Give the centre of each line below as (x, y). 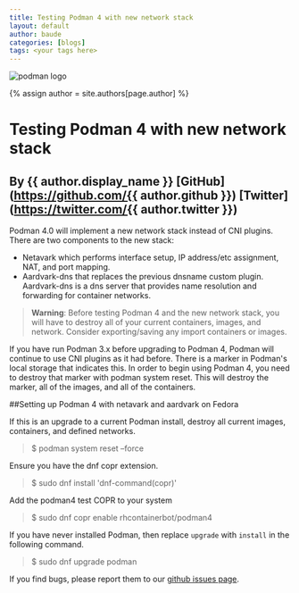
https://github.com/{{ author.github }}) (125, 195)
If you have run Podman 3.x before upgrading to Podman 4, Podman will (142, 349)
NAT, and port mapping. (66, 267)
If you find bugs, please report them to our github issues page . (124, 579)
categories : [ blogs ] (48, 42)
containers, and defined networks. (72, 431)
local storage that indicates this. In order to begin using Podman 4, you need (149, 368)
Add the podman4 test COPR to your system (91, 500)
